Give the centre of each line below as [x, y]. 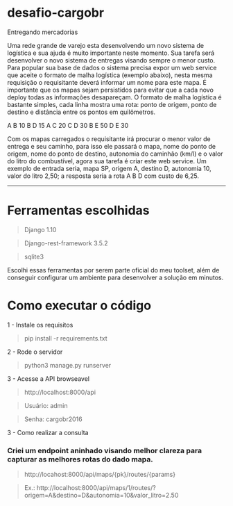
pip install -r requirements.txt [66, 338]
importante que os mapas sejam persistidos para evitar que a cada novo [110, 90]
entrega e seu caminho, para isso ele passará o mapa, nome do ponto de [112, 146]
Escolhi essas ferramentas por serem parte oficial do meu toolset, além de [113, 270]
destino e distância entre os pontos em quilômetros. [81, 112]
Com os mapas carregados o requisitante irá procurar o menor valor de [109, 139]
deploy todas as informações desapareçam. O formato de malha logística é [114, 97]
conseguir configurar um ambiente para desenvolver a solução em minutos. [115, 277]
